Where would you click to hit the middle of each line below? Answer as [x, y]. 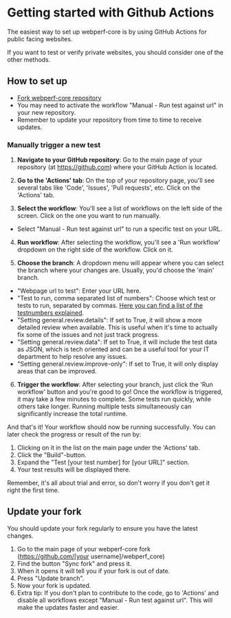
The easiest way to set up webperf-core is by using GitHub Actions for [107, 32]
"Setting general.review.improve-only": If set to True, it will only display [118, 364]
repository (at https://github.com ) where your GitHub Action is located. [117, 167]
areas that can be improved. [57, 371]
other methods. [29, 59]
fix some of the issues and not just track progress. [88, 335]
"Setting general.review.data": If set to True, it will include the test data [117, 342]
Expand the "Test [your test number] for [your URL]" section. [103, 463]
